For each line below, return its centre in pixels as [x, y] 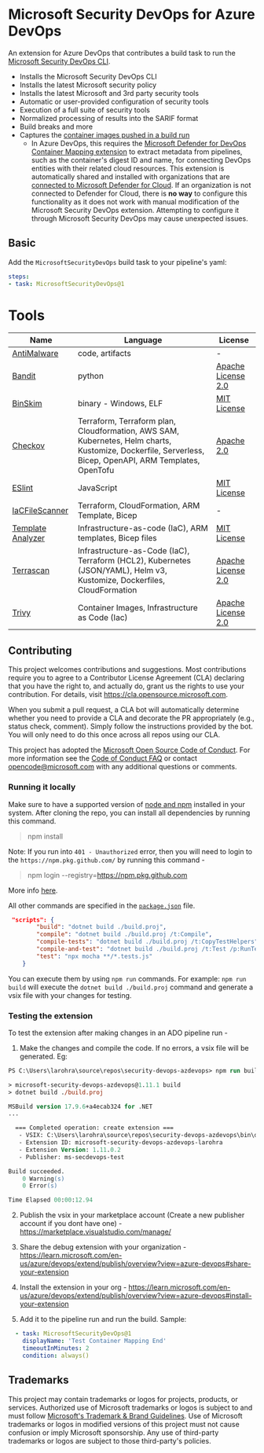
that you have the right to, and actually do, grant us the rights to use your [126, 686]
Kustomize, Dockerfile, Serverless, [141, 451]
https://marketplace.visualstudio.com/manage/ [95, 1232]
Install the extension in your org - [73, 1287]
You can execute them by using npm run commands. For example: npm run [127, 978]
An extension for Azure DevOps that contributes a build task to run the [122, 53]
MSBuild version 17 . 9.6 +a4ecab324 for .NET [81, 1106]
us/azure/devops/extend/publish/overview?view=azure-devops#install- [136, 1296]
